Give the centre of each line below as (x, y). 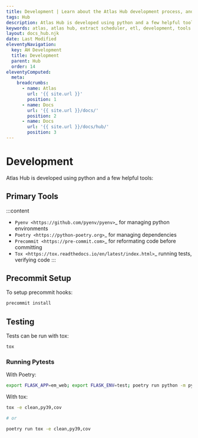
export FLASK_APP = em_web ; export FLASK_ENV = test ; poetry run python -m (96, 385)
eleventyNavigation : (32, 45)
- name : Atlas (39, 89)
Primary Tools (32, 196)
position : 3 (42, 133)
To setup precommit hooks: (39, 292)
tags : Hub (18, 17)
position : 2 (42, 116)
